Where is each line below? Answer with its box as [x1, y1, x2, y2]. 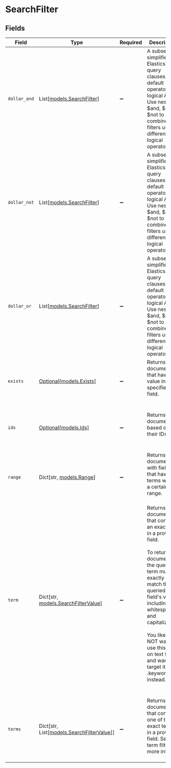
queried [147, 587, 166, 594]
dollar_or [8, 303, 32, 309]
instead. [147, 676, 166, 683]
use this [147, 644, 166, 651]
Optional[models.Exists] [39, 378, 96, 385]
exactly [147, 574, 164, 581]
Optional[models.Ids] [39, 424, 90, 431]
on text [147, 650, 164, 658]
